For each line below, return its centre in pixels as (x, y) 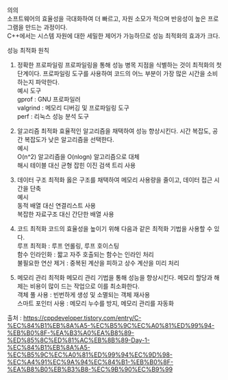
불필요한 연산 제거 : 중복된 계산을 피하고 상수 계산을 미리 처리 (98, 263)
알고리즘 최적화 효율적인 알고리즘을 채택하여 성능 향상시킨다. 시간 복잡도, (114, 131)
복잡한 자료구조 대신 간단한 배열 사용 (65, 214)
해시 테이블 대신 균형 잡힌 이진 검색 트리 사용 (76, 165)
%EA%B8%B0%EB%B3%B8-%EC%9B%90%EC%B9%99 (90, 369)
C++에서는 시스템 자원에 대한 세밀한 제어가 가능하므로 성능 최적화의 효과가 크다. (114, 36)
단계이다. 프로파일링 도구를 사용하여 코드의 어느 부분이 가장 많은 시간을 (111, 73)
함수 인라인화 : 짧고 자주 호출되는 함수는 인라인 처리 (85, 254)
